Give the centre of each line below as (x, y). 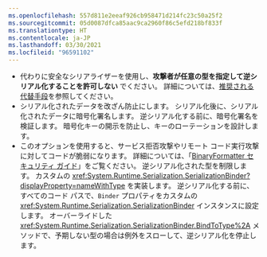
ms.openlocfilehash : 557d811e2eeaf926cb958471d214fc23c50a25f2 (116, 16)
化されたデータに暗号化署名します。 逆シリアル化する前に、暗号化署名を (139, 116)
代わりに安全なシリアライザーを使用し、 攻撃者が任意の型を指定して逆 (135, 76)
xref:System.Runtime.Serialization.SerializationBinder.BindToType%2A (135, 225)
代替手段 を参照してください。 (69, 96)
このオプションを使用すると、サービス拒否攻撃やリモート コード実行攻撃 (139, 146)
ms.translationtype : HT (48, 30)
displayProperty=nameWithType (73, 185)
